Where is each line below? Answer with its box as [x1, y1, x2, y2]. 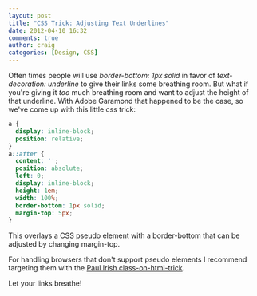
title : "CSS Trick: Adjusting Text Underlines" [8, 19, 170, 27]
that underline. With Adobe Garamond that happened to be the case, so [8, 97, 243, 105]
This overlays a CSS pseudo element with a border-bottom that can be [8, 231, 240, 240]
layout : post [8, 11, 52, 20]
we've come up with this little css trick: [8, 105, 136, 114]
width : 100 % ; [15, 194, 59, 202]
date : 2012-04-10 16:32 [8, 26, 88, 34]
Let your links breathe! [8, 278, 82, 288]
